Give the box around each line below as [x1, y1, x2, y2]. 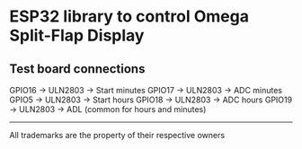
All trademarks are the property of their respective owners [9, 130, 226, 140]
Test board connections [9, 61, 146, 76]
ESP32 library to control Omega [9, 6, 250, 27]
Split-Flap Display [9, 25, 145, 46]
